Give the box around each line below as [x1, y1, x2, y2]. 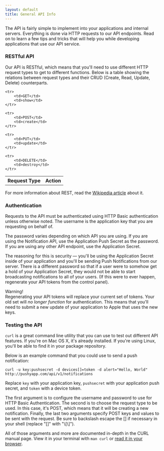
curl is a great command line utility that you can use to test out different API [5, 333, 158, 339]
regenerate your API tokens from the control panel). [5, 279, 109, 285]
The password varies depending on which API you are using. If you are [5, 233, 148, 239]
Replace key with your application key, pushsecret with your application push [5, 380, 160, 386]
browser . [5, 441, 23, 447]
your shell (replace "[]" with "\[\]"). [5, 421, 75, 427]
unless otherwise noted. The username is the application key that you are [5, 219, 153, 225]
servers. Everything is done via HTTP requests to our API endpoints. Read [5, 30, 154, 36]
